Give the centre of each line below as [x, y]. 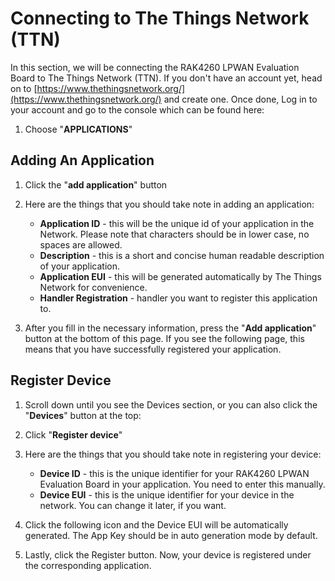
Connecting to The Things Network [160, 18]
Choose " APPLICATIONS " [78, 129]
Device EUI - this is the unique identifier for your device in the [167, 494]
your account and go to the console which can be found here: [137, 109]
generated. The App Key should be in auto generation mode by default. [171, 535]
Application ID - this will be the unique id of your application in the [177, 223]
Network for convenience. [93, 287]
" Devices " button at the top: [83, 415]
